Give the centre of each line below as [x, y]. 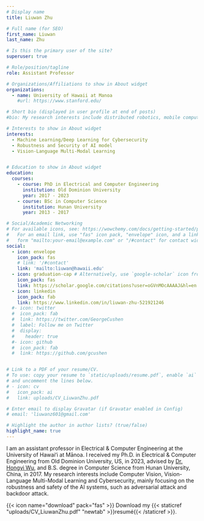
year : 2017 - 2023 [46, 196]
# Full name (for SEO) [35, 29]
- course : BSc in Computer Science [62, 201]
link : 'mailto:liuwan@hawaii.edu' [61, 269]
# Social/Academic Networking [45, 223]
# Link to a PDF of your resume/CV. [53, 370]
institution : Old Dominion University [71, 190]
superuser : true [27, 56]
